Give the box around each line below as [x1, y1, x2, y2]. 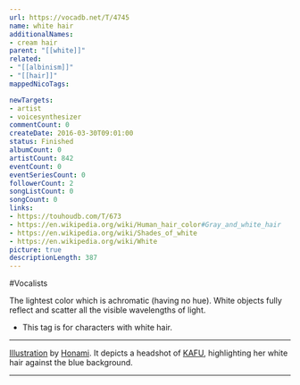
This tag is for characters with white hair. [21, 322, 172, 333]
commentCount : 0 [9, 121, 70, 130]
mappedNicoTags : [9, 80, 70, 88]
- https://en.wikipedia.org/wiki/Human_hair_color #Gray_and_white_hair [9, 220, 281, 229]
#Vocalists [9, 278, 48, 289]
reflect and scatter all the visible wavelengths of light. [9, 305, 206, 315]
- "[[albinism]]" [9, 63, 74, 72]
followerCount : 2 [9, 179, 74, 188]
